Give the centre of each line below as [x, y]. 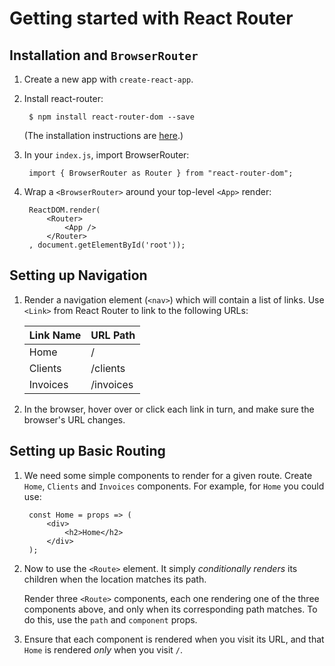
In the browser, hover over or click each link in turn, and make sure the [169, 409]
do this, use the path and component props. [110, 619]
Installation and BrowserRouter [104, 55]
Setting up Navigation [78, 275]
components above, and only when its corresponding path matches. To [170, 609]
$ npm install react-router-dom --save [111, 117]
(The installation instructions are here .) [103, 135]
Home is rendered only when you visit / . [103, 649]
